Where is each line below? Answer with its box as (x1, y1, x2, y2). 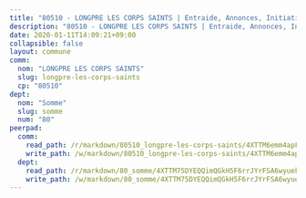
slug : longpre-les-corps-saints (17, 73, 141, 82)
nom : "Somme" (17, 98, 67, 108)
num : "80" (17, 115, 55, 124)
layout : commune (9, 47, 71, 57)
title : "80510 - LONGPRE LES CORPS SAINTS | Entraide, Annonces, (9, 13, 262, 23)
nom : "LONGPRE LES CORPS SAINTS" (17, 65, 145, 74)
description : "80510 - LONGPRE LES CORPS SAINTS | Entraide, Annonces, (9, 22, 287, 31)
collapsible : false (9, 38, 84, 48)
